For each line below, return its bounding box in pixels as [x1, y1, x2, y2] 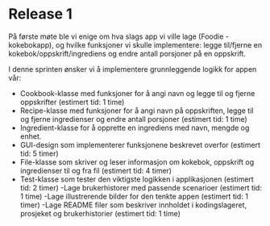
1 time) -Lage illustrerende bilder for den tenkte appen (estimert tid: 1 [19, 191, 248, 201]
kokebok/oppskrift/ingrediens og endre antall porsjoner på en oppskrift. [8, 48, 246, 58]
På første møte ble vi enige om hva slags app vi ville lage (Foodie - [8, 31, 230, 41]
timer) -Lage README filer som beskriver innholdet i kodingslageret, [19, 199, 247, 210]
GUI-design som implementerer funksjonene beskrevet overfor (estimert [19, 140, 260, 149]
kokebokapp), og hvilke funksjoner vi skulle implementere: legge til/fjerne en [8, 40, 263, 49]
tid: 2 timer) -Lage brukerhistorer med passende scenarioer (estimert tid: [19, 182, 262, 192]
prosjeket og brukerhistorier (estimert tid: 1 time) [19, 208, 181, 218]
